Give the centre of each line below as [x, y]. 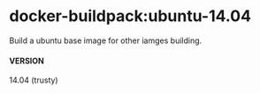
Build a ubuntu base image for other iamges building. [106, 40]
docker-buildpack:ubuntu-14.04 [130, 16]
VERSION [27, 61]
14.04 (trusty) [34, 80]
